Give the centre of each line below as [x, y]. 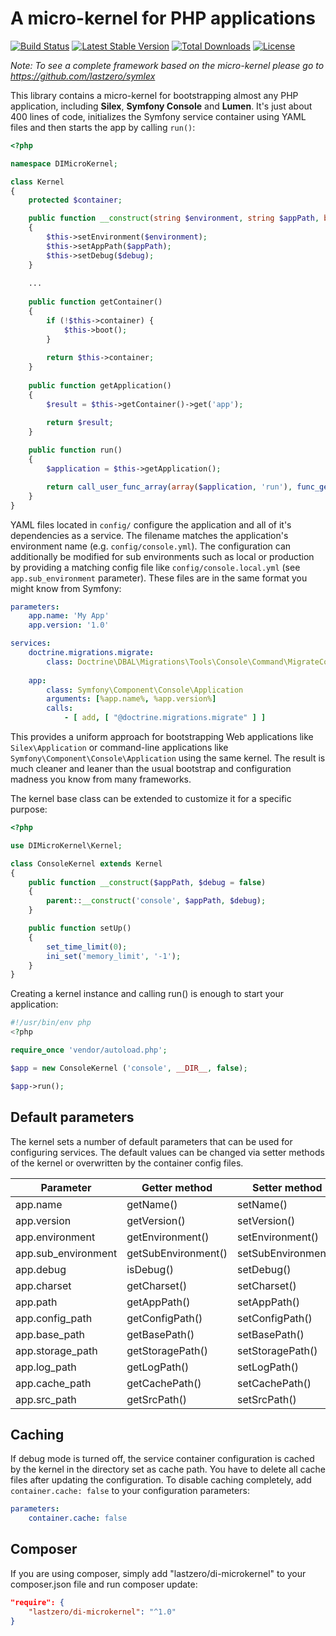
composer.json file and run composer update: [104, 1584]
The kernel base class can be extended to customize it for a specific [151, 799]
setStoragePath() [277, 1350]
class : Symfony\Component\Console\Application [145, 690]
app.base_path [50, 1334]
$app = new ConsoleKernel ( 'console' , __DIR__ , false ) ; [129, 1068]
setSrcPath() [267, 1399]
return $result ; [80, 422]
